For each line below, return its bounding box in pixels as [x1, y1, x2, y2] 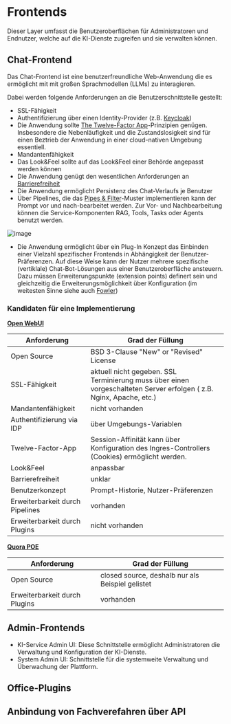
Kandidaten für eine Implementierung [7, 303, 135, 313]
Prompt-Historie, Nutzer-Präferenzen [90, 485, 213, 495]
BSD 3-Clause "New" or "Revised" [90, 347, 203, 357]
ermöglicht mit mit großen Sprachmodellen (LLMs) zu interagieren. [7, 80, 196, 88]
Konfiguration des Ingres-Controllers [90, 443, 210, 453]
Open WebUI [7, 319, 45, 327]
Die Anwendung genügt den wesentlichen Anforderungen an [16, 172, 189, 180]
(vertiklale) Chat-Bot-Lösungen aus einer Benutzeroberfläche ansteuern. [16, 264, 223, 272]
